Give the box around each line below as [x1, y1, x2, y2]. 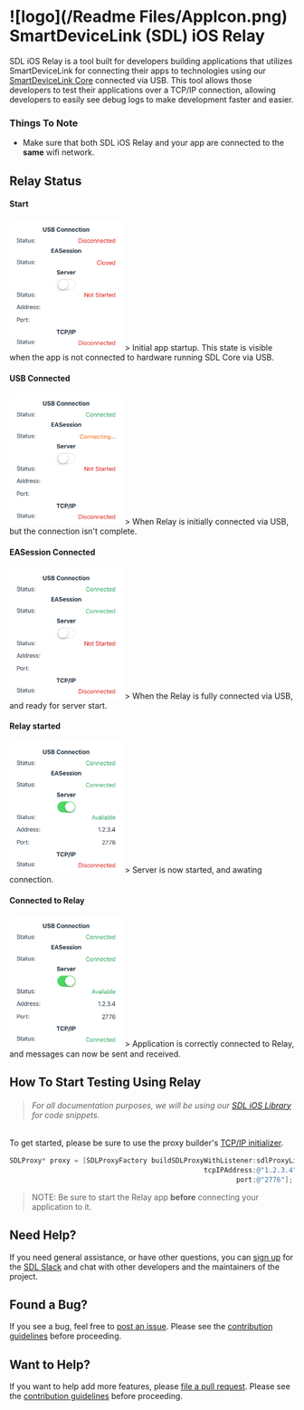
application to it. [31, 1201, 92, 1212]
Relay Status [9, 173, 82, 188]
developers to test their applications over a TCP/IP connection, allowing [9, 84, 276, 95]
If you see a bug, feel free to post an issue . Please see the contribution [9, 1321, 273, 1332]
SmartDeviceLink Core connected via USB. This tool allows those [9, 74, 252, 85]
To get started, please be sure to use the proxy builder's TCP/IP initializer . [9, 1137, 284, 1148]
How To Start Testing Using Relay [9, 1074, 202, 1089]
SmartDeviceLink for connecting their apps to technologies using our [9, 65, 267, 76]
